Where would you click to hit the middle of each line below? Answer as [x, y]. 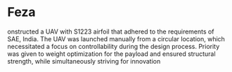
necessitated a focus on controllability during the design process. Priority [114, 46]
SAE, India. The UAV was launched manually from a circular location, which [116, 38]
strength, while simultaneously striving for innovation [84, 61]
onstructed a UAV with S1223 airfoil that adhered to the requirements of [111, 31]
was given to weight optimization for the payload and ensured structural [111, 54]
